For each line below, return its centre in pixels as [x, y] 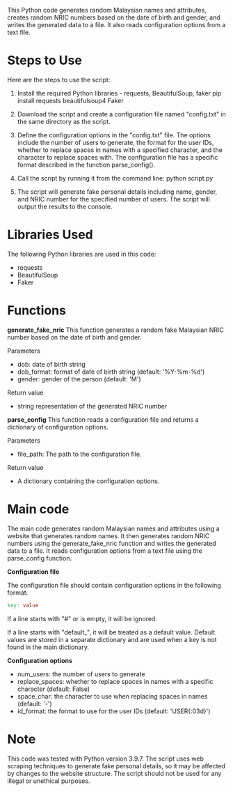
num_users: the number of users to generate [81, 674]
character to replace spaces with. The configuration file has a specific [118, 157]
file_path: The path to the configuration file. [79, 454]
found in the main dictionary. [48, 647]
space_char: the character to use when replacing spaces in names [112, 696]
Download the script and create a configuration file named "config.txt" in [121, 114]
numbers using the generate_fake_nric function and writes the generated [112, 543]
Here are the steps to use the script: [59, 79]
